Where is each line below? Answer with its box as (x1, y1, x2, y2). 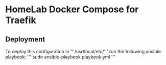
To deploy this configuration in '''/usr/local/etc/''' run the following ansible (5, 49, 161, 54)
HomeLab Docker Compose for (5, 4, 139, 15)
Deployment (5, 35, 45, 44)
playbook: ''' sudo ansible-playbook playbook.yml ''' (5, 54, 116, 60)
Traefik (5, 14, 37, 26)
